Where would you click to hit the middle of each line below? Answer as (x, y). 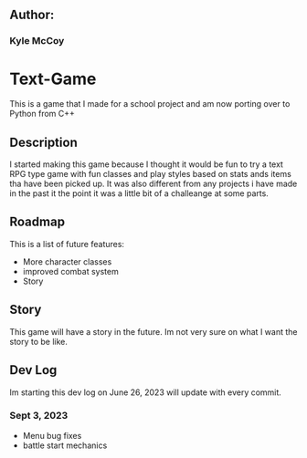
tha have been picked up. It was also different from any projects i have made (153, 184)
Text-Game (53, 79)
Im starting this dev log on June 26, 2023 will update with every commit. (145, 392)
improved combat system (70, 271)
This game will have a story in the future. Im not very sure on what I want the (153, 331)
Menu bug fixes (52, 435)
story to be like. (39, 341)
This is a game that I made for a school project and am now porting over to (150, 104)
